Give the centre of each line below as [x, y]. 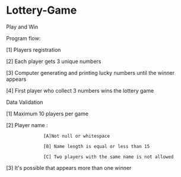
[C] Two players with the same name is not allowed [109, 157]
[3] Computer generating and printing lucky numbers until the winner [90, 72]
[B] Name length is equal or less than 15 [97, 146]
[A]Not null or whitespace [77, 136]
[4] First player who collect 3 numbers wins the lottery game [80, 90]
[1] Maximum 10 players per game [47, 113]
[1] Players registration [34, 50]
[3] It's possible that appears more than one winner [69, 167]
